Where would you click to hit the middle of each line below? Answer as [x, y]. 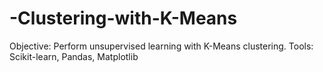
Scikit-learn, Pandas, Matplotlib [74, 56]
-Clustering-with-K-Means [123, 18]
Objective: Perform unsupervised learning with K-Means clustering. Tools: [161, 46]
